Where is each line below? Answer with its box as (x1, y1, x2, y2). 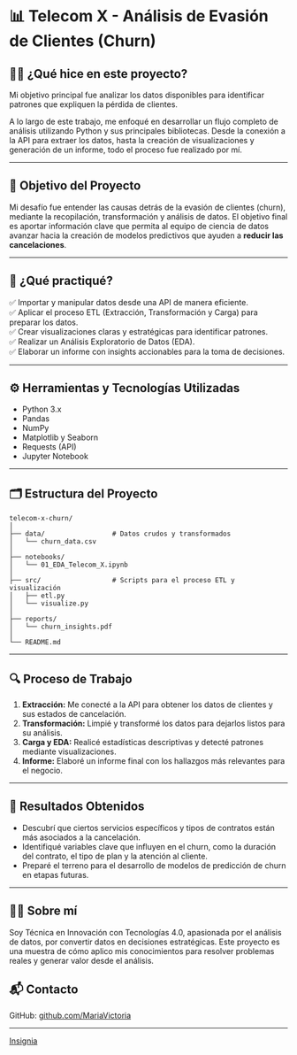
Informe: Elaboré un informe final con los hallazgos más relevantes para (21, 756, 286, 766)
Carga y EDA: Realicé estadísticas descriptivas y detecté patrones (21, 737, 263, 748)
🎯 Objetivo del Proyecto (9, 178, 141, 194)
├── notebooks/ (9, 553, 65, 562)
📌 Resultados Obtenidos (9, 799, 145, 814)
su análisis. (21, 728, 64, 738)
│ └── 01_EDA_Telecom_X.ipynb (9, 560, 128, 570)
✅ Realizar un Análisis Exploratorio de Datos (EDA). (9, 336, 195, 347)
